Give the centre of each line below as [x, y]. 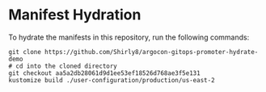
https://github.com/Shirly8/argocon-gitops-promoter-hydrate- [151, 52]
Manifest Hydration [75, 15]
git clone [25, 52]
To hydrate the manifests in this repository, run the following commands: [129, 37]
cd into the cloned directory [66, 66]
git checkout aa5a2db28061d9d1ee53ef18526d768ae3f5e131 [104, 73]
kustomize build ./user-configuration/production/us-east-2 [112, 80]
